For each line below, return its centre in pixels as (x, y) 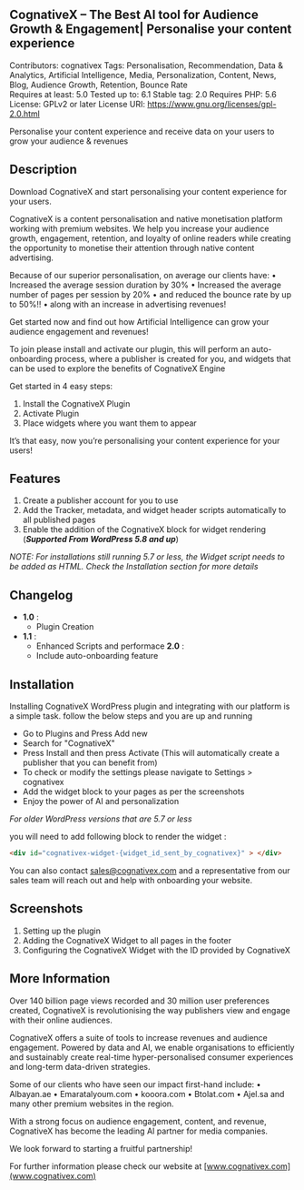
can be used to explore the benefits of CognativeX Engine (118, 368)
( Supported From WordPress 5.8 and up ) (101, 540)
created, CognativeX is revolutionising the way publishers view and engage (150, 1010)
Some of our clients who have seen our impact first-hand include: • (135, 1084)
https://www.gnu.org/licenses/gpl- (212, 104)
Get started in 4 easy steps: (61, 386)
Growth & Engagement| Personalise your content (151, 30)
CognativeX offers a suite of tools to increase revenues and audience (138, 1037)
